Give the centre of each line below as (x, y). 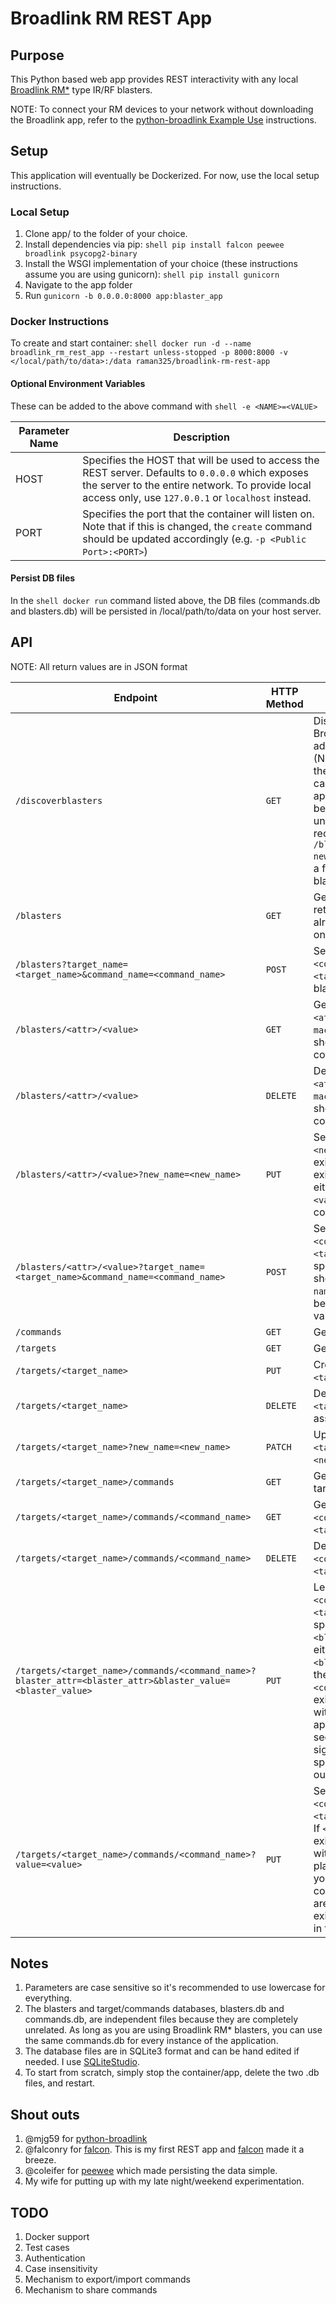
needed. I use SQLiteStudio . (82, 2062)
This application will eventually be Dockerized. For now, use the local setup (165, 175)
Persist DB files (43, 578)
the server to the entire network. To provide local (197, 485)
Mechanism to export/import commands (107, 2279)
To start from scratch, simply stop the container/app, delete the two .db (172, 2073)
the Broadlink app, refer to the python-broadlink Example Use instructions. (163, 120)
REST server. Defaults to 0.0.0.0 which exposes (195, 472)
